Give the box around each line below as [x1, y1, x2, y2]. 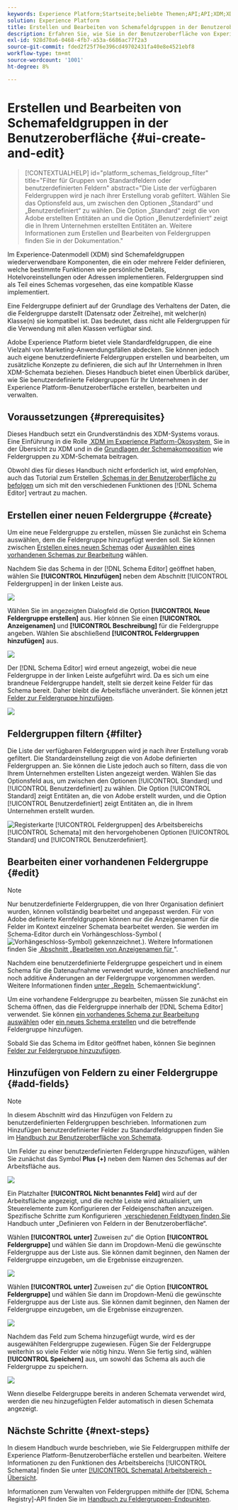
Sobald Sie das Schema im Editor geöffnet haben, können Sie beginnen [7, 1039, 216, 1047]
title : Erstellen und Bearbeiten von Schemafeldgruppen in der [7, 23, 198, 30]
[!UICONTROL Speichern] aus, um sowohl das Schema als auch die [7, 1355, 205, 1363]
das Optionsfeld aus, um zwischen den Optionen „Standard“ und [24, 198, 214, 207]
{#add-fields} [7, 1078, 69, 1090]
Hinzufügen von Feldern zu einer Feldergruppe [7, 1067, 218, 1079]
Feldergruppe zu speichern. [7, 1362, 89, 1370]
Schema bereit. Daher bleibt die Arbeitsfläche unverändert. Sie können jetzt [7, 686, 228, 695]
